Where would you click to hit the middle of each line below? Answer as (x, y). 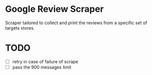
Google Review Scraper (55, 9)
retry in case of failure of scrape (45, 61)
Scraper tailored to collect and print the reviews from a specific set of (76, 23)
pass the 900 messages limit (42, 67)
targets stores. (20, 28)
